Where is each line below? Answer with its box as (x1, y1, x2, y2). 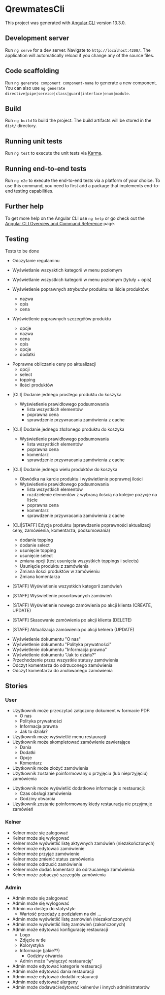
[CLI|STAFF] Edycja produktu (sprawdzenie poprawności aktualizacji (12, 522, 152, 528)
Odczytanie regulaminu (12, 257, 60, 263)
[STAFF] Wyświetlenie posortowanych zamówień (12, 592, 112, 598)
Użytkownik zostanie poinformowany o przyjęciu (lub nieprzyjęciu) (12, 770, 148, 777)
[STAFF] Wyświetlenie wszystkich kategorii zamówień (12, 583, 122, 589)
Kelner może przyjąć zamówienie (12, 851, 80, 857)
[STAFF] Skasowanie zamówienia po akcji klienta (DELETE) (12, 617, 132, 623)
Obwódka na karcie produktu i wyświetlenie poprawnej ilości (19, 476, 143, 481)
